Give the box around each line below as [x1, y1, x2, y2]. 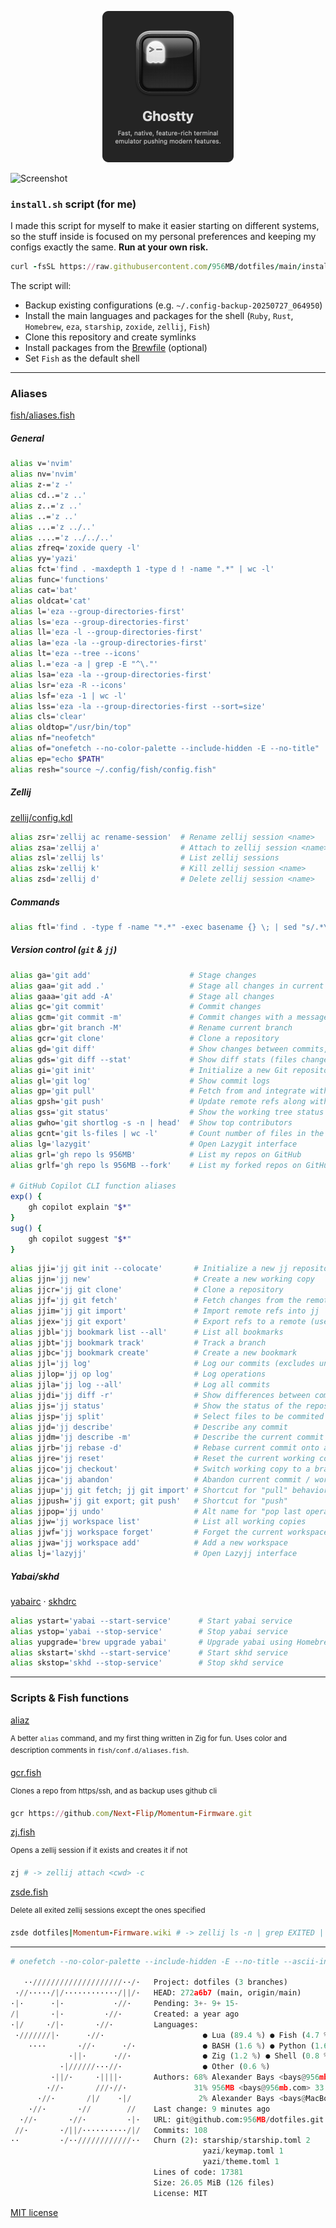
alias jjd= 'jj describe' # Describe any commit [10, 1422, 288, 1432]
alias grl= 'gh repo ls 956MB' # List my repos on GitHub [10, 1149, 302, 1160]
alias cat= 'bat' [10, 585, 78, 595]
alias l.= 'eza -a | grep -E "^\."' [10, 659, 159, 670]
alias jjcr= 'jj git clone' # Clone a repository [10, 1285, 284, 1295]
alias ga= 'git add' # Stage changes [10, 970, 257, 980]
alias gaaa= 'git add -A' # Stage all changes [10, 991, 275, 1001]
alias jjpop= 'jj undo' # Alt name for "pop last [10, 1506, 302, 1516]
